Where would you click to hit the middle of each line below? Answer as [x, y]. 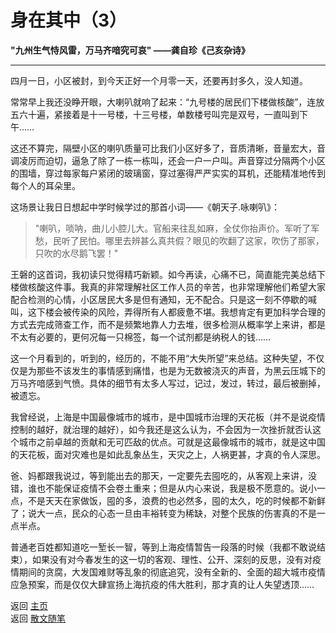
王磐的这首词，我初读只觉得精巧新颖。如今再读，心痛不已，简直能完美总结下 [168, 274]
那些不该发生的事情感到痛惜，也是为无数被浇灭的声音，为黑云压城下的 [181, 370]
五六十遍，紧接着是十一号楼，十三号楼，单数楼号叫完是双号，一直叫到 [155, 114]
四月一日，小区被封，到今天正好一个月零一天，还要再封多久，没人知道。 [159, 80]
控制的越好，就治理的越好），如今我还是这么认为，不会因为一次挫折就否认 [161, 429]
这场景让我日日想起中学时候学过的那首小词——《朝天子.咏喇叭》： [145, 207]
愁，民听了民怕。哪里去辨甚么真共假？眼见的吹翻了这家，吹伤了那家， [179, 240]
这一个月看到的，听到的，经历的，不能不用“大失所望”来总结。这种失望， [159, 358]
